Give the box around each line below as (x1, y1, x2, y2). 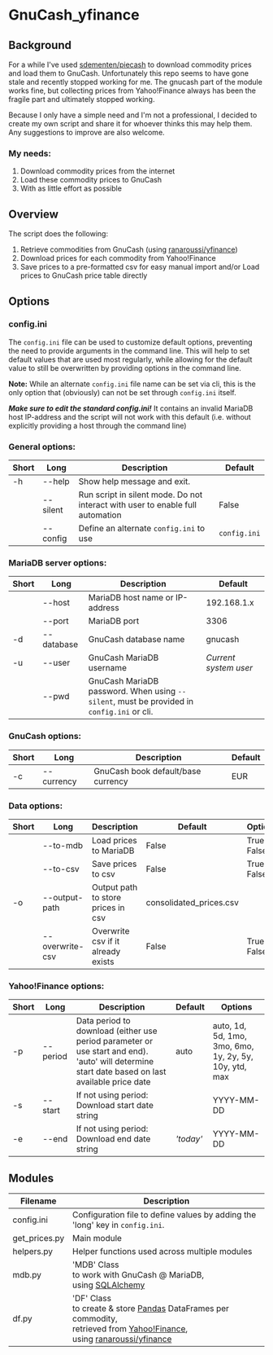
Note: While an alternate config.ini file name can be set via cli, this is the (8, 379, 256, 389)
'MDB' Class (71, 1259, 119, 1270)
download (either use (76, 1025, 158, 1036)
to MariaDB (92, 845, 135, 856)
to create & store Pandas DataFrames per (71, 1303, 230, 1314)
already (92, 945, 121, 957)
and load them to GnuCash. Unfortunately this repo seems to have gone (8, 68, 249, 78)
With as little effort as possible (19, 183, 122, 193)
